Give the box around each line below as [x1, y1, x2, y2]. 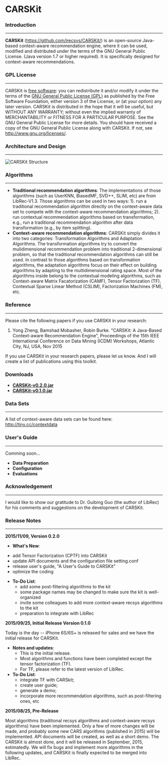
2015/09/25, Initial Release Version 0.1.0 [5, 620, 91, 626]
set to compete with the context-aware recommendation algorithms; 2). [12, 209, 160, 215]
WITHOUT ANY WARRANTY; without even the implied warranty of [5, 109, 141, 115]
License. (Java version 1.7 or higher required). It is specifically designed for [5, 54, 160, 60]
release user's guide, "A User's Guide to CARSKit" [12, 563, 116, 569]
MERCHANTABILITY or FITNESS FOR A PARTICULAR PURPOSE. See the [5, 114, 154, 120]
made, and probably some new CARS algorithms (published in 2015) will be [5, 728, 160, 734]
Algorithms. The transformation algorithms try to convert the [12, 241, 137, 247]
